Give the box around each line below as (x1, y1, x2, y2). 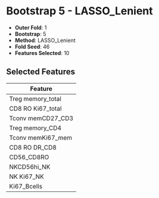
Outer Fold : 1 (14, 24, 47, 31)
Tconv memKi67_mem (9, 133, 73, 142)
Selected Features (6, 67, 76, 77)
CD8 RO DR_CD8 (9, 143, 57, 151)
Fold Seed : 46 (14, 43, 50, 50)
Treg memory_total (9, 95, 61, 103)
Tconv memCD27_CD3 (9, 114, 73, 122)
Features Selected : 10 (14, 49, 70, 56)
